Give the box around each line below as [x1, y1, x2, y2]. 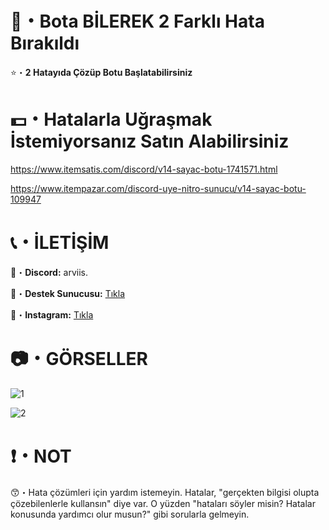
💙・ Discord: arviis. [10, 266, 88, 278]
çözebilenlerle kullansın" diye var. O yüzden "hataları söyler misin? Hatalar [10, 497, 316, 509]
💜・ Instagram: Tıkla [10, 308, 94, 321]
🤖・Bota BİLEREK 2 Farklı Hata [10, 10, 265, 33]
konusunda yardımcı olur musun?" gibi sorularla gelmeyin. [10, 508, 250, 520]
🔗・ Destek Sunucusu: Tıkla [10, 287, 126, 299]
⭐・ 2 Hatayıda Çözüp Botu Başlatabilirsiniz [10, 66, 193, 78]
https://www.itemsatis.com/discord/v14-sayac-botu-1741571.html [10, 163, 278, 175]
